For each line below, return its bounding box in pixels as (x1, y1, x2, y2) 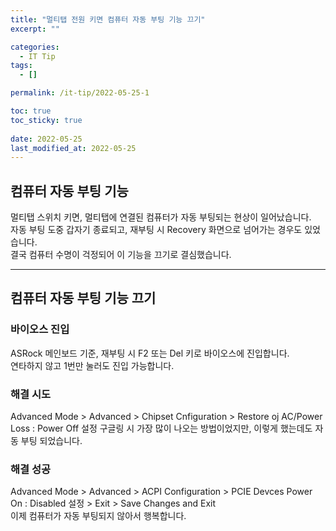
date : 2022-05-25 (10, 134, 83, 144)
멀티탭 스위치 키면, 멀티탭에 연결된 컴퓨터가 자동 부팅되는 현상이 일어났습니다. (10, 211, 312, 223)
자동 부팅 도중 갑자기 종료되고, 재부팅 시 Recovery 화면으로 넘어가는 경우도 (10, 224, 303, 236)
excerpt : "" (10, 24, 60, 34)
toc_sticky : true (10, 115, 83, 125)
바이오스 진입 (10, 322, 70, 336)
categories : (10, 42, 60, 52)
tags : (10, 61, 33, 71)
